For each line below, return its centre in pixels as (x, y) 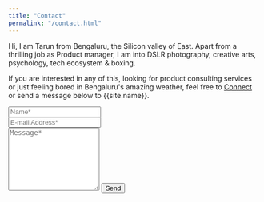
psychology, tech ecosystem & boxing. (72, 63)
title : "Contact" (37, 16)
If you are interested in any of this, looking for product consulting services (130, 78)
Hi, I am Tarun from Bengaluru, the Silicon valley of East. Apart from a (123, 46)
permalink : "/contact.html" (55, 23)
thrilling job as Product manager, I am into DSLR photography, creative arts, (132, 54)
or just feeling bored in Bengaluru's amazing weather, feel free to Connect (130, 87)
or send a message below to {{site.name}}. (79, 95)
